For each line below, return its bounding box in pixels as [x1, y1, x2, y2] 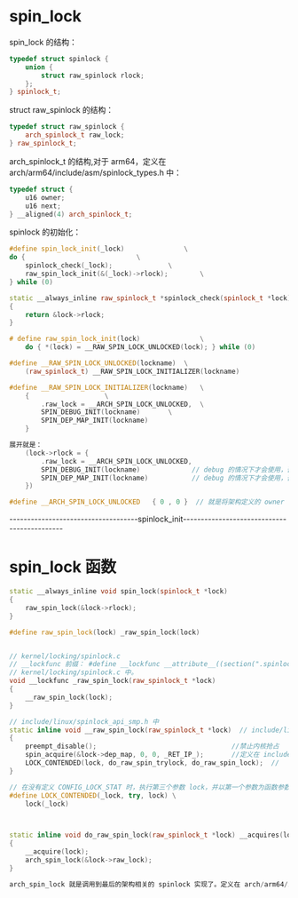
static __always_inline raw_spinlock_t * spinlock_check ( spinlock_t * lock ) [9, 293, 292, 303]
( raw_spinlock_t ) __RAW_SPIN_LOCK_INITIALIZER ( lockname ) [25, 367, 240, 376]
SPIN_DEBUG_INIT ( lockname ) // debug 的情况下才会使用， [41, 465, 287, 474]
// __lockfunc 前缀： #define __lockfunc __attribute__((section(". [9, 660, 264, 669]
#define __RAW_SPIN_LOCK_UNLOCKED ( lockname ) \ [9, 359, 189, 368]
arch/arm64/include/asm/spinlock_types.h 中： [9, 167, 182, 178]
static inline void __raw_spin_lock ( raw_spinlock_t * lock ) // [9, 726, 248, 735]
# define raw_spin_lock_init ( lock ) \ [9, 335, 204, 344]
